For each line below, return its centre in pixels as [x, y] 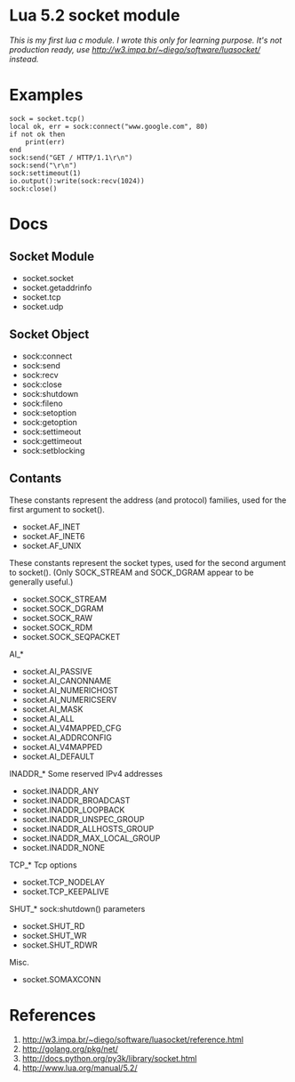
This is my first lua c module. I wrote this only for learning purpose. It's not [146, 40]
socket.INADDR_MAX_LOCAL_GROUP [91, 838]
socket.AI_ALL [48, 718]
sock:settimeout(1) [45, 173]
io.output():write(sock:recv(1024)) [77, 181]
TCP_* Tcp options [43, 865]
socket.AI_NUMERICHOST [70, 690]
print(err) [45, 142]
